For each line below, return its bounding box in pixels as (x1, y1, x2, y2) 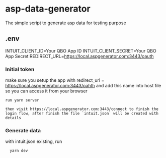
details (5, 116, 22, 121)
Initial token (5, 66, 35, 73)
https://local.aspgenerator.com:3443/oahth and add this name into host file (5, 83, 161, 89)
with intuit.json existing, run (5, 138, 62, 144)
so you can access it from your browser (5, 88, 88, 94)
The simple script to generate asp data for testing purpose (5, 20, 127, 26)
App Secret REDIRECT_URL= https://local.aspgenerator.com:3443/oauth (5, 53, 154, 59)
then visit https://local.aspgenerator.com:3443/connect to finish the (5, 107, 158, 112)
